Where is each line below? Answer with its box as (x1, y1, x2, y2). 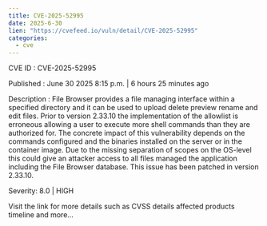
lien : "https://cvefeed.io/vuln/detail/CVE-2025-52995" (8, 26, 198, 34)
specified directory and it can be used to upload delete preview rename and (8, 103, 258, 113)
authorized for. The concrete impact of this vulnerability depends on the (8, 129, 245, 138)
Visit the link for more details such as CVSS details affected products (8, 201, 235, 212)
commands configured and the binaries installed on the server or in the (8, 137, 242, 146)
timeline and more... (8, 210, 74, 220)
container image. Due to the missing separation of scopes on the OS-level (8, 145, 252, 155)
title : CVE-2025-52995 (8, 11, 84, 20)
